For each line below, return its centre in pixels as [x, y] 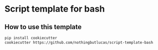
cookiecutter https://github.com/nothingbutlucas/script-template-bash [79, 42]
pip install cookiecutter [31, 38]
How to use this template [43, 27]
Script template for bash [55, 9]
